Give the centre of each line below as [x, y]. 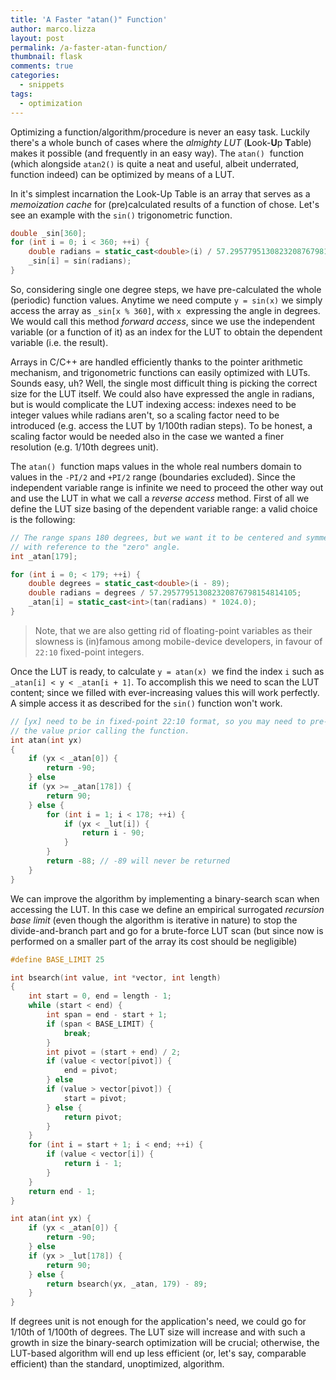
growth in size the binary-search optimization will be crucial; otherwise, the [165, 1343]
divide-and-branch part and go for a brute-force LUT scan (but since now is [167, 930]
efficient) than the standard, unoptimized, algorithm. [117, 1364]
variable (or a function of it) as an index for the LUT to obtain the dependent [166, 332]
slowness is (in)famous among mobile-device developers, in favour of [178, 641]
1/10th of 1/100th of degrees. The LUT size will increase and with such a [158, 1332]
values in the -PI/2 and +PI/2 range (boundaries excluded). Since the [153, 477]
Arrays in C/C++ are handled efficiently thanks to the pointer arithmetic [157, 362]
